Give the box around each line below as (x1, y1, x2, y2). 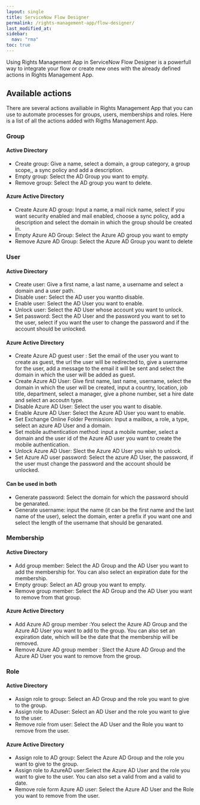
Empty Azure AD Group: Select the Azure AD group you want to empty (14, 231, 189, 239)
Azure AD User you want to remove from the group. (14, 652, 142, 659)
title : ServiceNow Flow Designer (6, 14, 90, 20)
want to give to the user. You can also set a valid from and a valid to (14, 773, 181, 780)
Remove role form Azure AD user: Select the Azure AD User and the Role (14, 786, 194, 793)
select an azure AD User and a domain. (14, 422, 112, 429)
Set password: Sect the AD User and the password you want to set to (14, 313, 186, 320)
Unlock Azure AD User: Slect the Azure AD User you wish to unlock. (14, 448, 182, 455)
